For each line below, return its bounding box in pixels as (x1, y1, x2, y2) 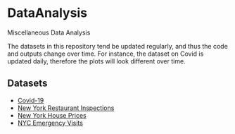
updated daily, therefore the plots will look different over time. (7, 56, 186, 65)
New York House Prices (17, 111, 87, 119)
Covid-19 (17, 96, 44, 104)
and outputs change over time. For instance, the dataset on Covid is (7, 49, 204, 58)
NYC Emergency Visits (17, 118, 83, 127)
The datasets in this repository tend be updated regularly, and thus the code (7, 42, 229, 50)
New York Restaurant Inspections (17, 104, 115, 112)
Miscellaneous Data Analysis (7, 28, 91, 37)
